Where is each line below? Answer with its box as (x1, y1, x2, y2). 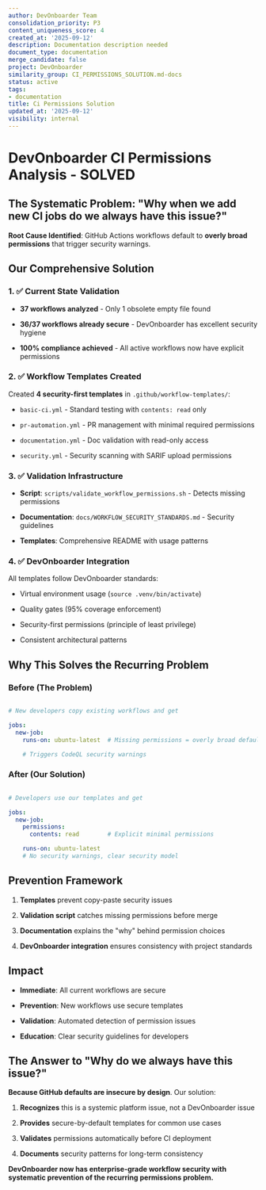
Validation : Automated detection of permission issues (19, 1016, 196, 1025)
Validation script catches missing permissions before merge (19, 910, 218, 920)
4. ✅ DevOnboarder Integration (8, 556, 131, 567)
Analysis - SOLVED (8, 166, 136, 184)
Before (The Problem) (8, 682, 93, 693)
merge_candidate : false (8, 56, 87, 64)
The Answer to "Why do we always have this (8, 1054, 234, 1067)
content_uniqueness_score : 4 (8, 26, 104, 34)
